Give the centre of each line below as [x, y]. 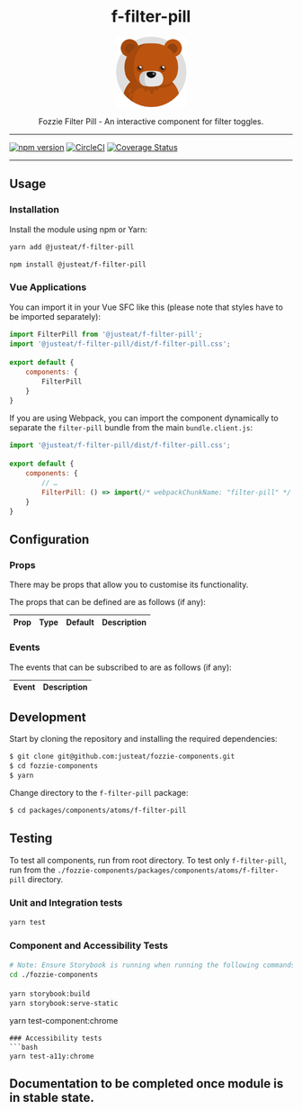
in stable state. [52, 1098]
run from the [32, 870]
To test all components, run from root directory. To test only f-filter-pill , [148, 860]
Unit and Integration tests [66, 902]
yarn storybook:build [50, 994]
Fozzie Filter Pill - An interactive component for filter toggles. [151, 121]
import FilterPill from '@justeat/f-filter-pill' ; [106, 334]
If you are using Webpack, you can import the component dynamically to [144, 418]
